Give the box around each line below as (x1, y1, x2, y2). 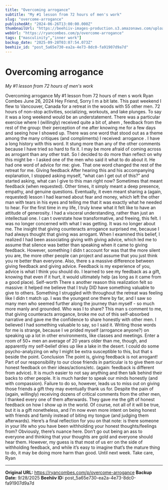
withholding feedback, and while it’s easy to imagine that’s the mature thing (5, 444, 160, 450)
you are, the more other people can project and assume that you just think (5, 252, 158, 258)
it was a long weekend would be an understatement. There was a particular (5, 114, 160, 120)
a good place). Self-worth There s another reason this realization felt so (5, 279, 152, 285)
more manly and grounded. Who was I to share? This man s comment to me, (5, 305, 162, 311)
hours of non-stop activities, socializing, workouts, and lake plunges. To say (5, 108, 161, 114)
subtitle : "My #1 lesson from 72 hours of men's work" (5, 12, 122, 17)
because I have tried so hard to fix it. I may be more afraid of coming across (5, 146, 161, 152)
